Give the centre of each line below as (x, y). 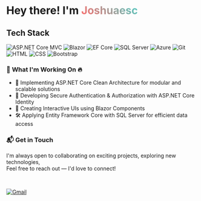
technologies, (23, 162)
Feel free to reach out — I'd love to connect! (61, 168)
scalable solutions (38, 89)
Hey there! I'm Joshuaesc (72, 11)
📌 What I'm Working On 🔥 (44, 69)
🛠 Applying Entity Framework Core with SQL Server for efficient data (101, 115)
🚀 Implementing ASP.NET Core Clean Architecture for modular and (98, 83)
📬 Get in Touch (30, 140)
